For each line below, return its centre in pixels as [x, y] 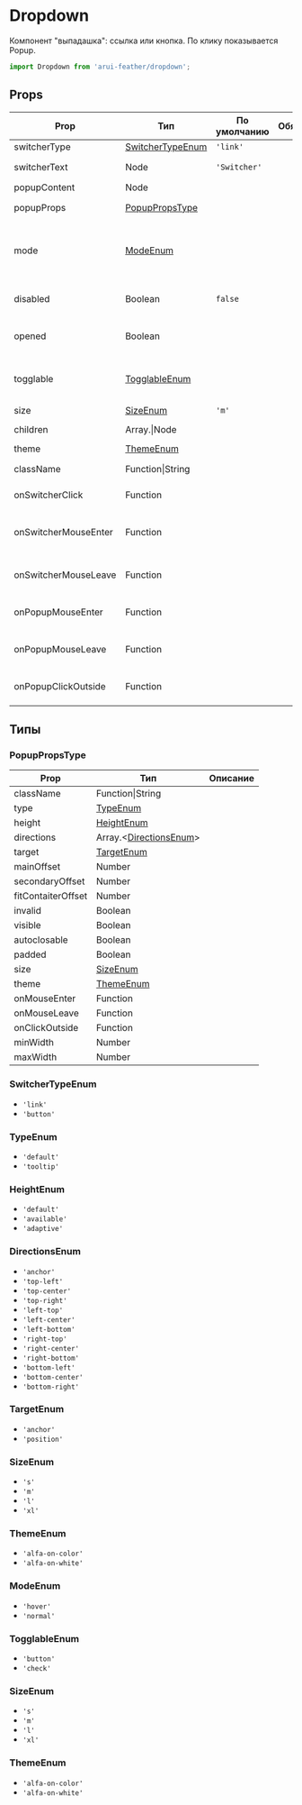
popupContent [44, 187]
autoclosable [41, 940]
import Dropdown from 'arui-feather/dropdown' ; [100, 67]
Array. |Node [151, 429]
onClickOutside [46, 1028]
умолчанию [242, 132]
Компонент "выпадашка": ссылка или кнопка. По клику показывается [144, 41]
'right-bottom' [51, 1358]
